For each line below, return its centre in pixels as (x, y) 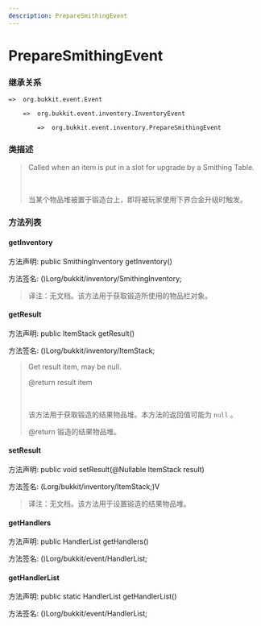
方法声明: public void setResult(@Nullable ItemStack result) (107, 469)
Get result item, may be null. (75, 367)
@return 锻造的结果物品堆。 (75, 431)
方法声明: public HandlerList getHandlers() (79, 541)
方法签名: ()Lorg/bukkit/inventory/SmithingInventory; (95, 278)
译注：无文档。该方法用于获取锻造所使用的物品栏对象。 (120, 296)
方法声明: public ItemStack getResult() (72, 333)
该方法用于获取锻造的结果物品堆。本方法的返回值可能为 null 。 (133, 414)
